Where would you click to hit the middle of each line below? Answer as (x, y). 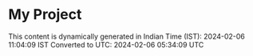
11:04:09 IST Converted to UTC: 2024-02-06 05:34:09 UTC (106, 44)
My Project (45, 15)
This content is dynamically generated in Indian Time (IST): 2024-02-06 (127, 36)
